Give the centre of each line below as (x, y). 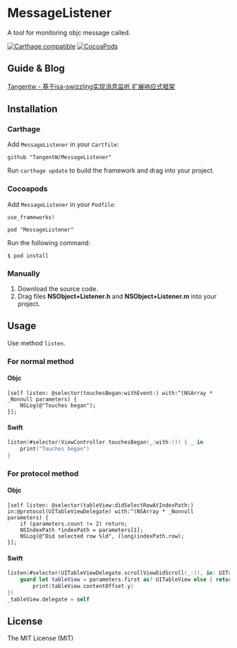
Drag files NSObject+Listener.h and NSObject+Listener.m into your (117, 296)
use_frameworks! (31, 217)
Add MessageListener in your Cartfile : (63, 145)
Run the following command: (49, 242)
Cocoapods (28, 189)
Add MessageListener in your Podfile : (62, 204)
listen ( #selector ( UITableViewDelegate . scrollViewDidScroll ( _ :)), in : (112, 573)
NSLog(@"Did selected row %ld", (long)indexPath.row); (102, 536)
